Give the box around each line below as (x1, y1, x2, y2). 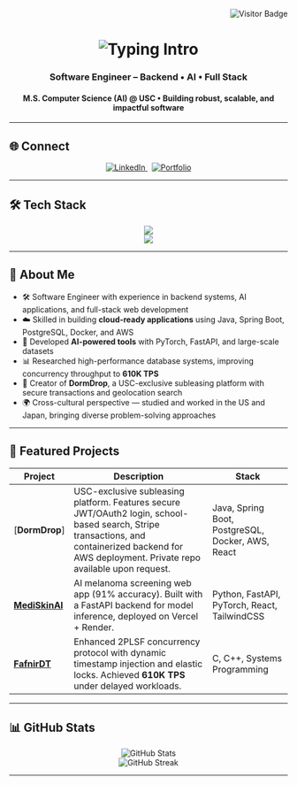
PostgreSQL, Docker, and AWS (21, 327, 134, 337)
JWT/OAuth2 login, (73, 507, 153, 519)
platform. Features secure (73, 496, 181, 508)
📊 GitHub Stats (9, 720, 95, 735)
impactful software (112, 102, 185, 112)
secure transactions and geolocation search (21, 387, 183, 397)
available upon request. (73, 562, 171, 574)
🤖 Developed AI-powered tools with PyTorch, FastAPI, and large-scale (21, 336, 280, 347)
